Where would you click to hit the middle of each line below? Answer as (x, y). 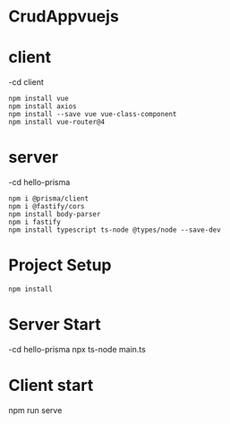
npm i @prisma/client (49, 199)
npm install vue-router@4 (56, 123)
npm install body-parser (55, 215)
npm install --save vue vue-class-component (93, 114)
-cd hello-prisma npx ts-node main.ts (77, 349)
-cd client (26, 82)
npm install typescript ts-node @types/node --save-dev (115, 230)
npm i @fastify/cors (47, 207)
